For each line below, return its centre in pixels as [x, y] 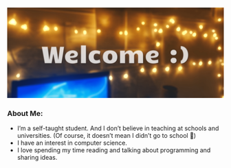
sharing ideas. [37, 157]
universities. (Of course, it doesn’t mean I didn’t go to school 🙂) [107, 135]
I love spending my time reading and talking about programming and [114, 150]
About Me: [25, 113]
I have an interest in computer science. [72, 143]
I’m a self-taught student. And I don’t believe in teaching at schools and [118, 128]
